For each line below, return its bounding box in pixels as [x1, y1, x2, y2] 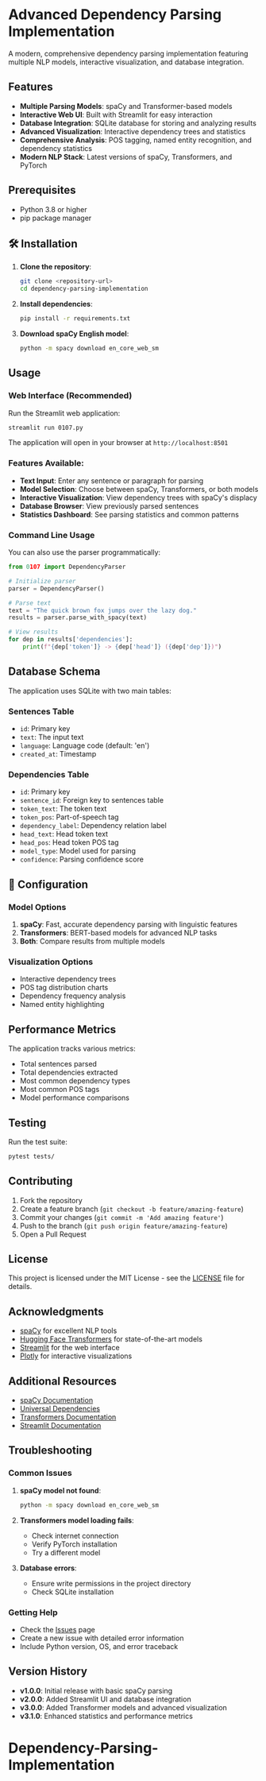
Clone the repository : [19, 262, 92, 272]
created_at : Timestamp [19, 749, 97, 759]
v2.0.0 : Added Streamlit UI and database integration [19, 1694, 192, 1704]
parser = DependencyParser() [8, 584, 105, 593]
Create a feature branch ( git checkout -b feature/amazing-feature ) [19, 1204, 245, 1214]
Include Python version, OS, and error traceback [19, 1641, 179, 1651]
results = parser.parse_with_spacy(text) [8, 614, 148, 621]
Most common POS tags [19, 1085, 100, 1094]
